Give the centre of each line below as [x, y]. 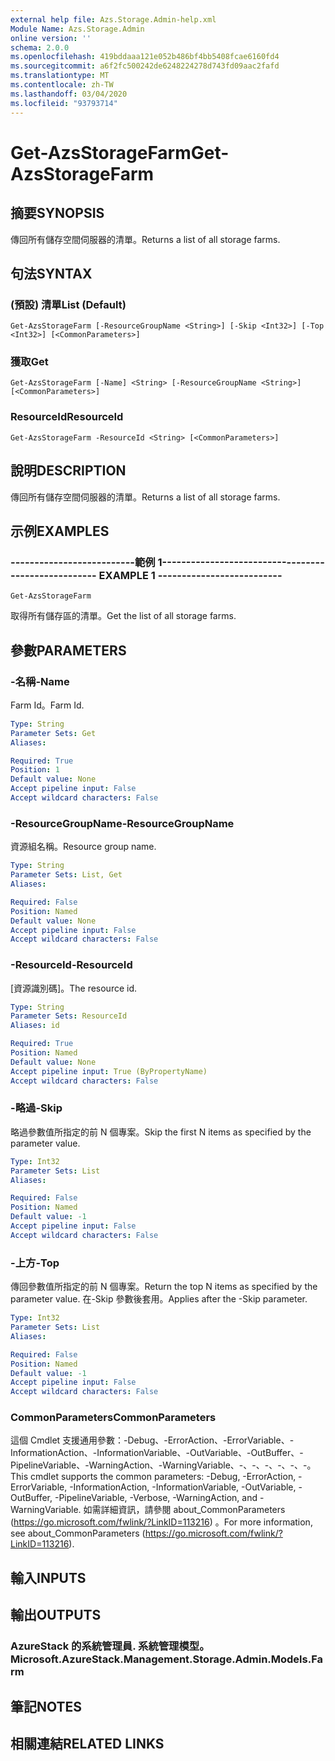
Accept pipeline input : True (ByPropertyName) [109, 1071]
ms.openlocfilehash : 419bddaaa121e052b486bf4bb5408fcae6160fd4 [145, 57]
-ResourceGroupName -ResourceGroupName [122, 823]
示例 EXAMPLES [60, 531]
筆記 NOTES [46, 1706]
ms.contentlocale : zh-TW [62, 85]
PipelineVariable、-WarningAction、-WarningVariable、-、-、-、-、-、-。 [163, 1465]
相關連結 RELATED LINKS [87, 1743]
